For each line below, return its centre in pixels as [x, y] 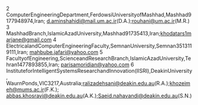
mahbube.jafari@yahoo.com [64, 52]
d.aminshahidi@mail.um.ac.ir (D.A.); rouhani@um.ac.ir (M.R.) [118, 21]
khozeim [180, 83]
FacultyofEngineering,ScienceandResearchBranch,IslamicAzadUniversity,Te [99, 58]
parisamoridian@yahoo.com [95, 65]
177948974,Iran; [26, 21]
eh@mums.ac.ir [25, 89]
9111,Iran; [17, 52]
